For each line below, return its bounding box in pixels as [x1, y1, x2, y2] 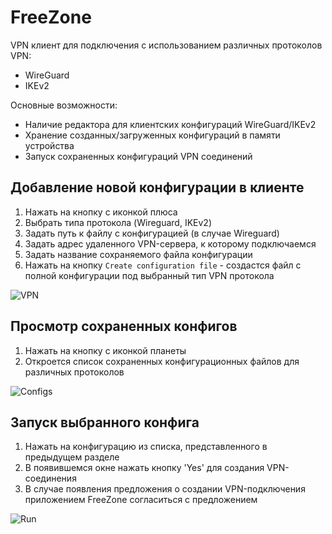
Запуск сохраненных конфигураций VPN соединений [24, 150, 253, 162]
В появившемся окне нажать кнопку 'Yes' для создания [24, 462, 265, 474]
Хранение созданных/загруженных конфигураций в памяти [24, 129, 281, 141]
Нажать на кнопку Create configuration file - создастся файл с [24, 259, 302, 271]
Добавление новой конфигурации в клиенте [10, 179, 305, 196]
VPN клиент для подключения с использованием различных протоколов [10, 39, 323, 51]
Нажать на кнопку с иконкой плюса [24, 206, 178, 218]
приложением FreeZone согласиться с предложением [24, 494, 258, 506]
